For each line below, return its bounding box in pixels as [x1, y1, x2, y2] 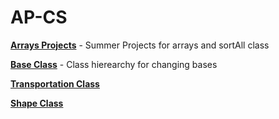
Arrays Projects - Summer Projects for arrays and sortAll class [10, 39, 270, 51]
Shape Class [10, 97, 64, 109]
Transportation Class [10, 77, 100, 90]
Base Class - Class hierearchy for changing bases [10, 58, 218, 70]
